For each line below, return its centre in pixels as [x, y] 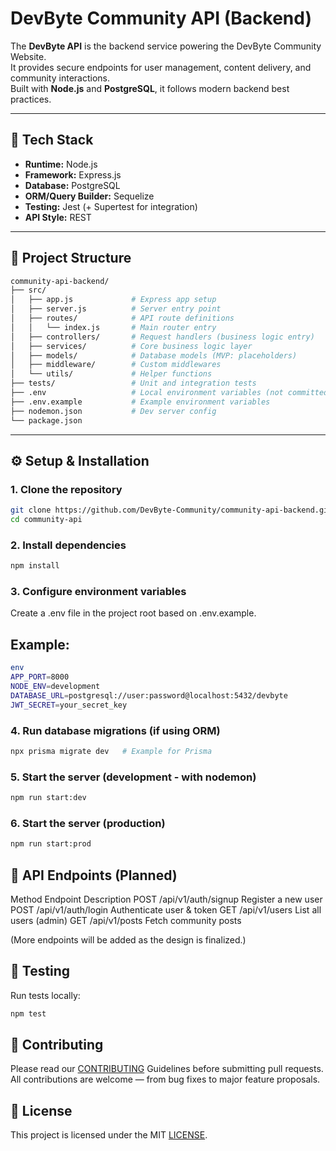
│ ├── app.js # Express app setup [113, 300]
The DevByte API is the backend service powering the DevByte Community [166, 46]
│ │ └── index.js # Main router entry [113, 327]
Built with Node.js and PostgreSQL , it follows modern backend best [150, 88]
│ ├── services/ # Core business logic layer [131, 346]
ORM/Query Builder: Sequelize [89, 196]
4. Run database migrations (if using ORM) [115, 730]
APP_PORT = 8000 [40, 677]
